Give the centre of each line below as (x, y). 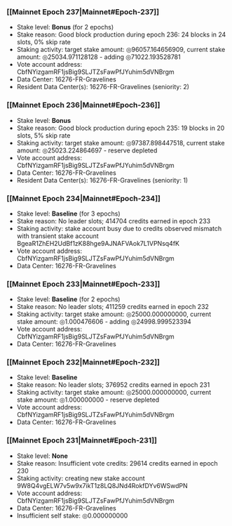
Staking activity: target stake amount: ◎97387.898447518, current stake (121, 143)
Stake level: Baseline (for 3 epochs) (68, 213)
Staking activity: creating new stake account (81, 478)
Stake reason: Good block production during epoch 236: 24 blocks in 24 (121, 34)
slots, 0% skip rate (44, 42)
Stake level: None (42, 456)
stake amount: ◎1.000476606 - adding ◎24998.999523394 (104, 322)
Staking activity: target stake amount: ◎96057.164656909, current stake (121, 50)
